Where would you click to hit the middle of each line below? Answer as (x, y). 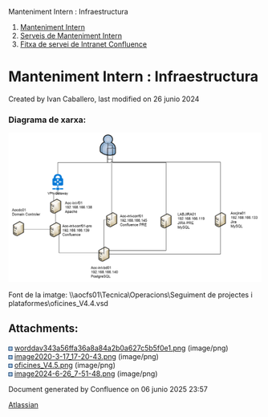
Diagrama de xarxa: (47, 120)
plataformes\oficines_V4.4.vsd (58, 304)
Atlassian (23, 404)
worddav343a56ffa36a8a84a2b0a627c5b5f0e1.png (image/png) (121, 348)
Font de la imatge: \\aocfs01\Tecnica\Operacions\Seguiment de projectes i (130, 295)
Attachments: (43, 329)
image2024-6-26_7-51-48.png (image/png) (86, 374)
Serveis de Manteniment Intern (71, 36)
